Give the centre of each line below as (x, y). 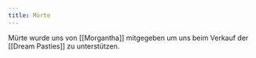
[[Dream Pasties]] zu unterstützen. (64, 46)
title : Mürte (29, 15)
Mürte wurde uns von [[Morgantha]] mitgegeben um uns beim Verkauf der (128, 38)
